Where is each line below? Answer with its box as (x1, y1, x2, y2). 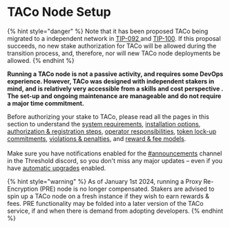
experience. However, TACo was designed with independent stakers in (7, 77, 215, 85)
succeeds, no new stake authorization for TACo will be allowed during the (7, 41, 217, 50)
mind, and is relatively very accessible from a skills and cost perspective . (7, 84, 223, 93)
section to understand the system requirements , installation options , (7, 120, 201, 128)
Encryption (7, 184, 39, 193)
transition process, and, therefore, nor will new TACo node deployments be (7, 49, 221, 57)
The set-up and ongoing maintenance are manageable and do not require (7, 91, 222, 100)
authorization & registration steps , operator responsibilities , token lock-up (7, 127, 216, 135)
